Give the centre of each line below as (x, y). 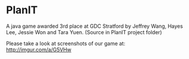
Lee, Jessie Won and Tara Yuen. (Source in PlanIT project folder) (84, 32)
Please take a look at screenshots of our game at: (66, 43)
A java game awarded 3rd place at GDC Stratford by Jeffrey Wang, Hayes (94, 26)
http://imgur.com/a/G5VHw (39, 49)
